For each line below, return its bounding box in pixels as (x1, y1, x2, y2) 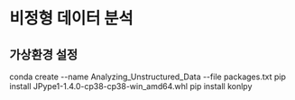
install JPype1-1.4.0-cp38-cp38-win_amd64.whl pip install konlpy (9, 81, 253, 91)
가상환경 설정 (9, 47, 78, 62)
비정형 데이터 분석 (9, 8, 134, 29)
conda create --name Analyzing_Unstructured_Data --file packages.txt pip (9, 71, 286, 82)
